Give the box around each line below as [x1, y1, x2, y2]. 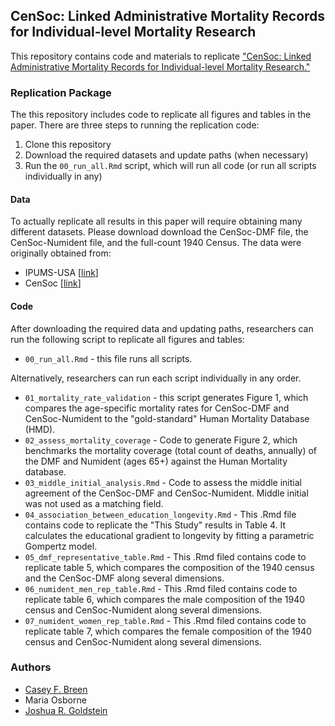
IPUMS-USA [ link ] [24, 267, 99, 279]
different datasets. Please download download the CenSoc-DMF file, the [10, 226, 309, 238]
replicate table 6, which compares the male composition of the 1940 [24, 593, 306, 605]
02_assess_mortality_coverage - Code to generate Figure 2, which [24, 434, 298, 446]
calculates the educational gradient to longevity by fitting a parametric [24, 529, 315, 541]
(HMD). [24, 423, 56, 435]
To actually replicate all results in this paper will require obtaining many [10, 215, 303, 228]
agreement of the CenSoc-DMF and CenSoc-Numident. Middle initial [24, 487, 309, 499]
